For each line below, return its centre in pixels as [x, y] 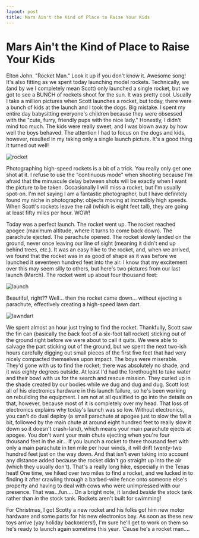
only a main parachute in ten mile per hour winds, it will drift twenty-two [94, 448]
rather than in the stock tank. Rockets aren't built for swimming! [84, 499]
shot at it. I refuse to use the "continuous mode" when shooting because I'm [99, 175]
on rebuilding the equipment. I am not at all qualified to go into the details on [99, 397]
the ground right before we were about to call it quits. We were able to [92, 340]
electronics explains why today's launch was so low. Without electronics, [95, 410]
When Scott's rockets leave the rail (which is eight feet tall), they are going [97, 207]
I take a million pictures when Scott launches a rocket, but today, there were [99, 101]
